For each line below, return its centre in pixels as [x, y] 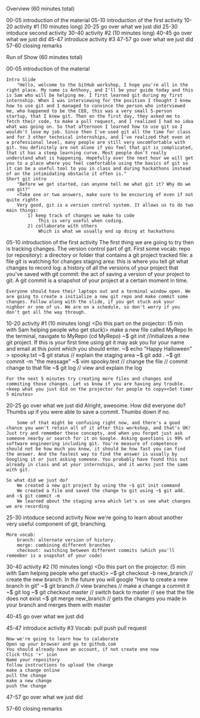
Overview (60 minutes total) [41, 9]
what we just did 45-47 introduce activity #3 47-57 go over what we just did [100, 39]
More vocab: [21, 535]
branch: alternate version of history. [67, 540]
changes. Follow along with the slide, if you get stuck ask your [90, 302]
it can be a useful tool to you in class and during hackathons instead [99, 168]
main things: [22, 210]
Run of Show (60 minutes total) [44, 57]
